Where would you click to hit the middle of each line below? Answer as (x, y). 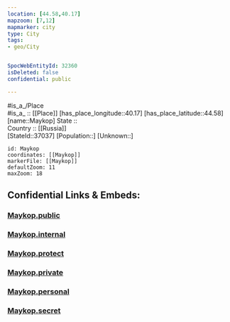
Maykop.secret (34, 311)
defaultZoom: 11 (31, 167)
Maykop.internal (37, 234)
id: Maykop (23, 149)
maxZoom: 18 (25, 173)
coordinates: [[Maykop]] (44, 155)
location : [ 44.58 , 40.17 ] (44, 14)
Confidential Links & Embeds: (74, 195)
